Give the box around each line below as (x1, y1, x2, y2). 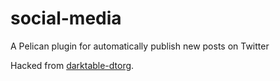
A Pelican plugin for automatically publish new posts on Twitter (10, 40, 270, 52)
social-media (10, 7, 122, 30)
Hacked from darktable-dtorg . (10, 59, 135, 71)
